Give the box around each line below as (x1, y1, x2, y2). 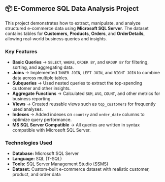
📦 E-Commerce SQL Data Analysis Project (5, 4, 139, 13)
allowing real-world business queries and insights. (5, 35, 107, 41)
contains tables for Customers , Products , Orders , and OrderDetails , (5, 30, 145, 36)
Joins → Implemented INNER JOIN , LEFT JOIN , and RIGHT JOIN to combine (12, 70, 160, 76)
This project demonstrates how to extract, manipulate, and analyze (5, 20, 141, 26)
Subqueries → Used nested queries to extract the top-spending (12, 80, 142, 86)
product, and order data (12, 172, 61, 178)
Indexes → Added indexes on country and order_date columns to (12, 112, 145, 118)
